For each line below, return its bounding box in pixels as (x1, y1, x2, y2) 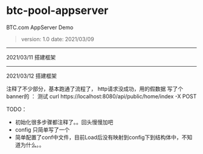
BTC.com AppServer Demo (6, 24, 74, 31)
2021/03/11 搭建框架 (6, 53, 56, 61)
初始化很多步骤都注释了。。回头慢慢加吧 (14, 118, 114, 126)
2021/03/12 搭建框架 (6, 72, 57, 79)
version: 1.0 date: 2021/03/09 (21, 35, 95, 42)
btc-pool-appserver (6, 4, 109, 18)
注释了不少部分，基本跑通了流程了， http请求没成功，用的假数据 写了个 (6, 85, 183, 92)
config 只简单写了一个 (14, 126, 70, 133)
